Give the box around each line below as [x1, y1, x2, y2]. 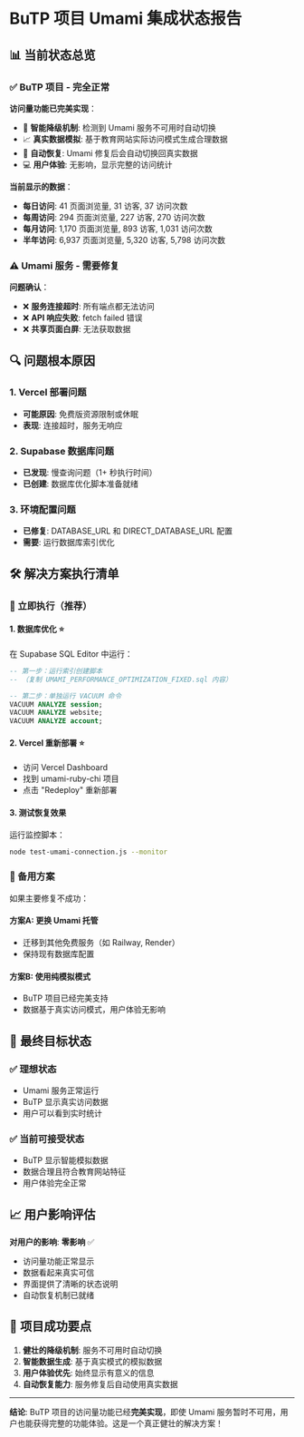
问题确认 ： [9, 282, 50, 293]
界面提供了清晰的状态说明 [22, 1278, 119, 1289]
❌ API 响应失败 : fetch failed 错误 [22, 312, 143, 323]
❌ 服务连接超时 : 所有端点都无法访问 [22, 301, 156, 312]
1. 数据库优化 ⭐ [9, 623, 65, 635]
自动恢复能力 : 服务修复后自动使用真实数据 [22, 1378, 178, 1389]
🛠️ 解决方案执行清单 [9, 566, 119, 582]
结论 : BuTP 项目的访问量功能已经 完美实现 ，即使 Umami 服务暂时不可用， [9, 1406, 280, 1417]
